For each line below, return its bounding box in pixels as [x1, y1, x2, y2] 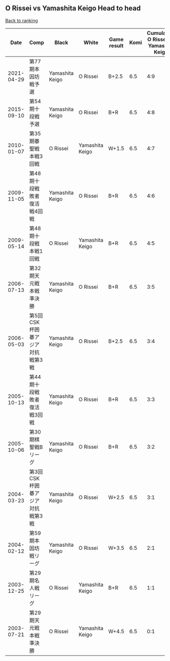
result [109, 42, 124, 49]
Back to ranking [5, 17, 38, 23]
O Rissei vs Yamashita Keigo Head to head [5, 4, 141, 13]
